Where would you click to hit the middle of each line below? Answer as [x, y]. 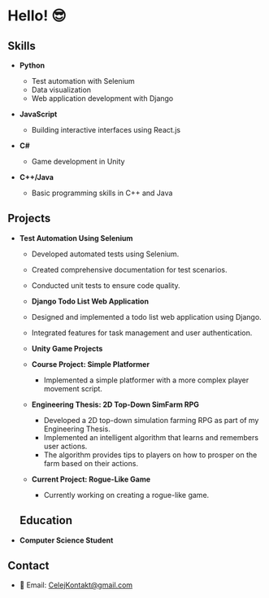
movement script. [73, 388]
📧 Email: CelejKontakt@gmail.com [76, 585]
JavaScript [38, 114]
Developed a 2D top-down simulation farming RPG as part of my [151, 420]
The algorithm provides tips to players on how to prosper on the [150, 455]
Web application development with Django [102, 98]
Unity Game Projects [67, 348]
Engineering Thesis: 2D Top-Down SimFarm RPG [115, 404]
